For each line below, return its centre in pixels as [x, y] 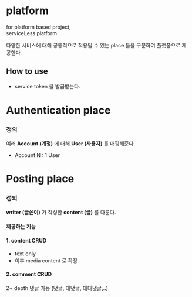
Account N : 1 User [37, 155]
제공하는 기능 [21, 227]
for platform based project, [39, 27]
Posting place [40, 179]
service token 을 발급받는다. [48, 86]
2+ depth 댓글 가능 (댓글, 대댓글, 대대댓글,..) [57, 288]
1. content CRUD [26, 240]
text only [25, 254]
